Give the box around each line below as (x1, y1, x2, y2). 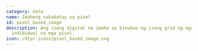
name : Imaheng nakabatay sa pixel (6, 14, 91, 20)
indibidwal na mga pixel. (11, 30, 75, 36)
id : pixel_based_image (6, 19, 62, 25)
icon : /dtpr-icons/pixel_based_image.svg (6, 36, 110, 42)
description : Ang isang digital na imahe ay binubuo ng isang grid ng (6, 25, 183, 31)
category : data (6, 8, 44, 15)
